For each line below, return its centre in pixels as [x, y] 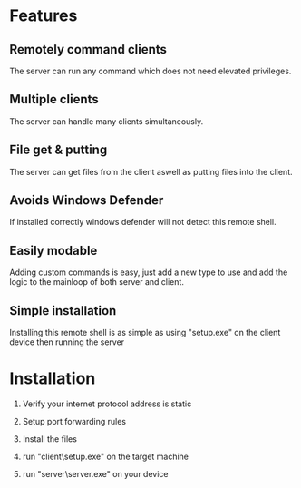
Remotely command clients [88, 49]
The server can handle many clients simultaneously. [107, 121]
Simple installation [63, 311]
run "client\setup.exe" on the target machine [105, 456]
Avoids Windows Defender [87, 200]
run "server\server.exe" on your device [95, 474]
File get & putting [58, 150]
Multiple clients [54, 99]
